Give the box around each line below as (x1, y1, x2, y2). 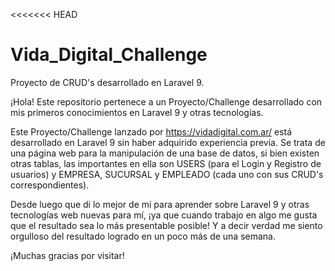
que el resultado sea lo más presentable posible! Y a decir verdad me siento (10, 219, 323, 231)
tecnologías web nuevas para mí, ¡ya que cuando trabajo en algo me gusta (10, 209, 318, 221)
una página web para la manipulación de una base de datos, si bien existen (10, 147, 320, 159)
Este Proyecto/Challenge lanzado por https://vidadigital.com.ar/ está (10, 125, 293, 138)
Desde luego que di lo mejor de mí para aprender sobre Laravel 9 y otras (10, 198, 310, 210)
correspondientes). (10, 179, 90, 191)
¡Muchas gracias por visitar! (10, 249, 125, 261)
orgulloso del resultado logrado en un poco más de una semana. (10, 230, 277, 242)
